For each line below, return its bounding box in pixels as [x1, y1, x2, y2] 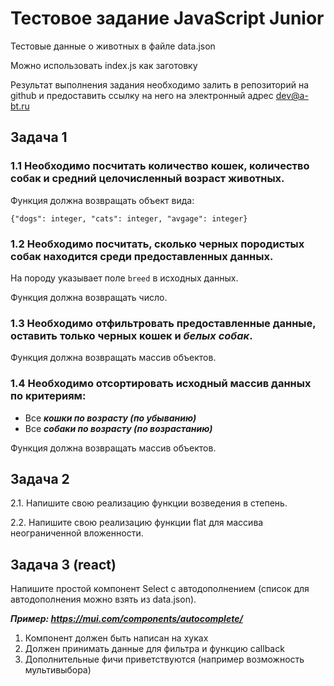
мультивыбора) [24, 664, 92, 676]
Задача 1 [10, 129, 68, 146]
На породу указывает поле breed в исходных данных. [10, 272, 239, 284]
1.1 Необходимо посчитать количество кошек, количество [10, 159, 310, 173]
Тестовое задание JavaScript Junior [10, 7, 325, 30]
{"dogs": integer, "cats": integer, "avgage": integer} [10, 213, 248, 224]
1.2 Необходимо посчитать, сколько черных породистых [10, 237, 305, 251]
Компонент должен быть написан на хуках [24, 632, 209, 644]
